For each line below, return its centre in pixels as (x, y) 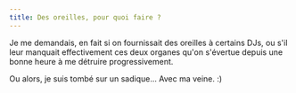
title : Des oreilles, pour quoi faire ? (86, 17)
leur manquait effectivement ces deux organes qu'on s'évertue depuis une (146, 52)
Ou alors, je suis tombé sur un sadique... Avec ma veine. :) (116, 78)
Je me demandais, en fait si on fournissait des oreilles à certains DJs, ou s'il (148, 43)
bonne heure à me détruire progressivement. (91, 61)
